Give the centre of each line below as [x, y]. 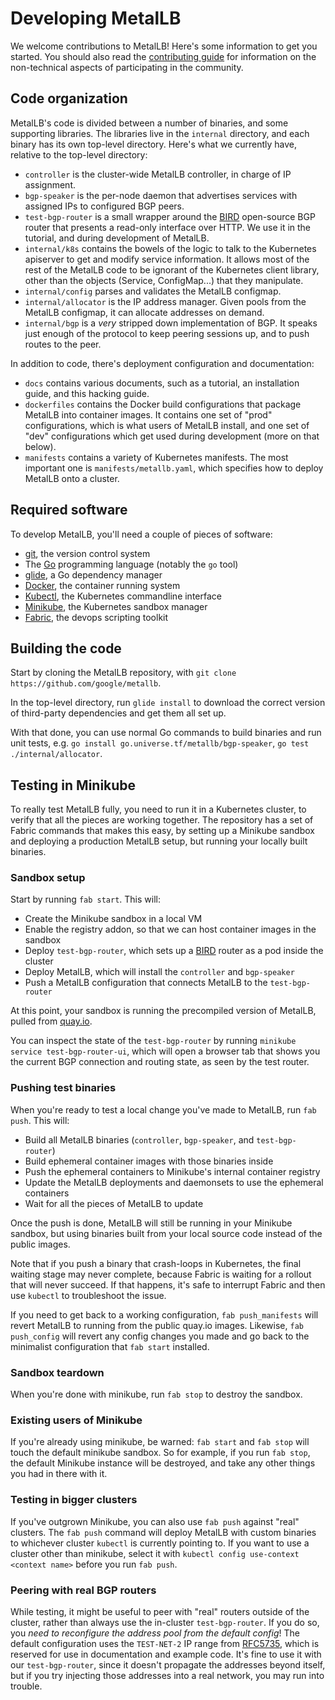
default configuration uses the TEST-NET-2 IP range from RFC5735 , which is [165, 1643]
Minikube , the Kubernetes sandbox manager [116, 606]
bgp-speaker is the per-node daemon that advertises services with [161, 195]
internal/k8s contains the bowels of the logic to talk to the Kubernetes [170, 248]
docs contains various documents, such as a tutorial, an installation [162, 383]
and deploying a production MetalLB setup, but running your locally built [159, 841]
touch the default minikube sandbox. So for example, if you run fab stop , [160, 1453]
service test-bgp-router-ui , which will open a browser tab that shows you [165, 1051]
